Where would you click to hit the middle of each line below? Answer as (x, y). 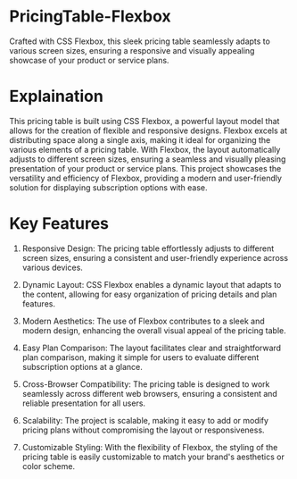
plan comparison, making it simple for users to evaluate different (140, 357)
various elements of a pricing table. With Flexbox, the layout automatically (145, 149)
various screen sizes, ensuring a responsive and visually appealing (132, 50)
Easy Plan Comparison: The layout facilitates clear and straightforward (152, 348)
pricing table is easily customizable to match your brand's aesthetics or (153, 457)
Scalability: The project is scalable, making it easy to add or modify (145, 420)
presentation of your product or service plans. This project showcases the (145, 168)
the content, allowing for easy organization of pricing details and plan (149, 294)
